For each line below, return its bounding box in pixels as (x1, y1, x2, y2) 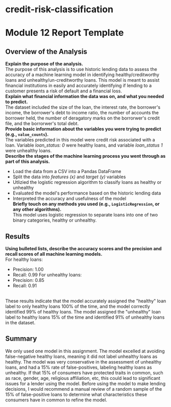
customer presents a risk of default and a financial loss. (5, 88, 123, 94)
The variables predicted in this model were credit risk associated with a (5, 137, 155, 143)
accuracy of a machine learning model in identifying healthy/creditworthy (5, 71, 160, 78)
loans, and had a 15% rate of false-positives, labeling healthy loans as (5, 364, 152, 370)
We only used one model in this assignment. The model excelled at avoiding (5, 348, 165, 354)
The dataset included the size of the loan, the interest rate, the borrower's (5, 104, 161, 110)
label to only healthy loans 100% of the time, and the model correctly (5, 303, 151, 309)
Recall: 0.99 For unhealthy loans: (12, 272, 82, 278)
